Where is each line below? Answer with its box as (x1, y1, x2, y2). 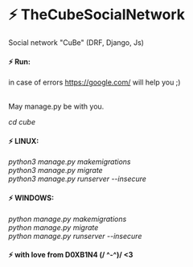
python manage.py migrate (8, 222, 99, 232)
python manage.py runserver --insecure (8, 231, 142, 240)
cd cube (8, 117, 36, 127)
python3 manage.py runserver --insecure (8, 174, 147, 184)
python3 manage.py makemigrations (8, 157, 131, 166)
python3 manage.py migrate (8, 166, 103, 175)
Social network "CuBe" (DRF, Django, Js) (8, 37, 145, 47)
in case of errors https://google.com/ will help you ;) (8, 77, 181, 88)
